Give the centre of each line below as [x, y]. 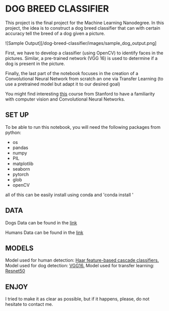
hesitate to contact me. [29, 304]
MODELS [19, 248]
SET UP [17, 115]
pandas [20, 147]
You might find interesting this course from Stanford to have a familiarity [80, 94]
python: [13, 132]
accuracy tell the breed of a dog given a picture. [55, 33]
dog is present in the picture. [35, 63]
